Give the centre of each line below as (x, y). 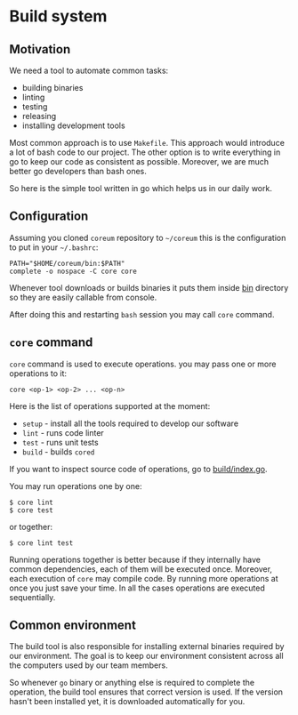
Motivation (40, 49)
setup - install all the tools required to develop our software (130, 423)
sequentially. (32, 597)
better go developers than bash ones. (78, 171)
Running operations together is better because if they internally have (135, 559)
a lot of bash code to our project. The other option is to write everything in (145, 152)
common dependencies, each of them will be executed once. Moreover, (141, 569)
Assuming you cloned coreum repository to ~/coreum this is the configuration (148, 237)
